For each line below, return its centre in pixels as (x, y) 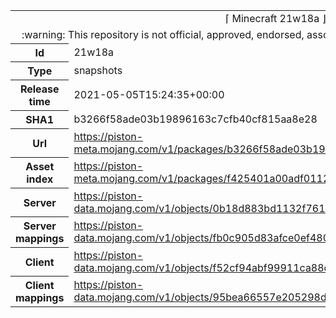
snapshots (98, 70)
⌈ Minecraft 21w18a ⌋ (275, 18)
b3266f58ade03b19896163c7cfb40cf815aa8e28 (195, 119)
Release (39, 89)
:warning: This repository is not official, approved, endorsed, (163, 34)
